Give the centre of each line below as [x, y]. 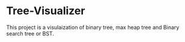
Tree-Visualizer [46, 11]
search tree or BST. [30, 33]
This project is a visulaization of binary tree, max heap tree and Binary [93, 27]
